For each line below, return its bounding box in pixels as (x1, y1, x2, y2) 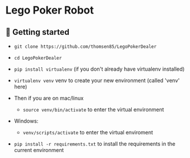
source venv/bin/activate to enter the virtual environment (22, 106, 164, 113)
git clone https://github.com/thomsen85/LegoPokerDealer (14, 44, 157, 50)
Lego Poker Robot (5, 4, 94, 17)
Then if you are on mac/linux (14, 95, 84, 101)
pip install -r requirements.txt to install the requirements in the (14, 140, 176, 147)
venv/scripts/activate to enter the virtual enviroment (22, 129, 154, 136)
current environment (14, 147, 64, 153)
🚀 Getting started (5, 27, 70, 37)
